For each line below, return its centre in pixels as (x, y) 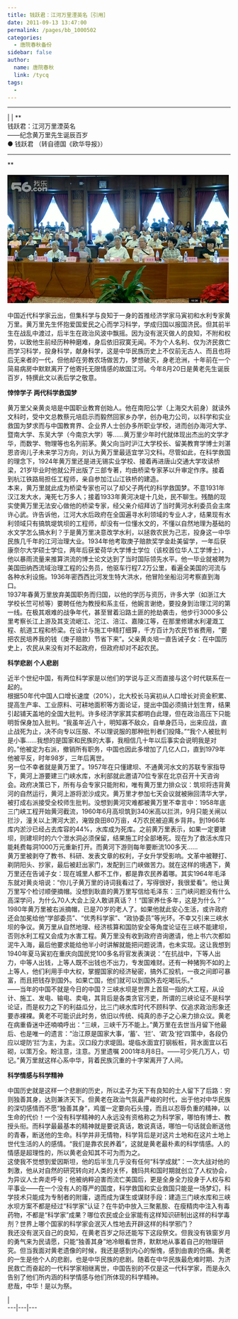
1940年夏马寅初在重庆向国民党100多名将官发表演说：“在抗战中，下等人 (111, 954)
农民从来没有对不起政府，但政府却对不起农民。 (94, 648)
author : (19, 60)
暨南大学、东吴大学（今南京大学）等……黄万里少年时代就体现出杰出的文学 (115, 434)
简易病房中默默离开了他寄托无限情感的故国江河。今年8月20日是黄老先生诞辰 (119, 369)
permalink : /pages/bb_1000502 (52, 30)
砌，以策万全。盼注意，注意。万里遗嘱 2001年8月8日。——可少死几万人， (115, 1052)
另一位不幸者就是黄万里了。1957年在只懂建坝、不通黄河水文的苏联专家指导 (117, 767)
